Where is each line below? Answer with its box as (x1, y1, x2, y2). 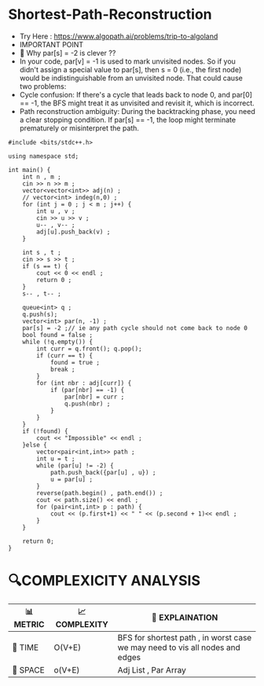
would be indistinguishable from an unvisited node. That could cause (19, 73, 244, 83)
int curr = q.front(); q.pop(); (36, 344, 143, 353)
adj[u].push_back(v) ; (36, 228, 111, 236)
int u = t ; (36, 454, 76, 463)
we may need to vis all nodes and (117, 642, 241, 653)
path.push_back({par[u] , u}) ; (49, 468, 156, 476)
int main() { (8, 166, 51, 174)
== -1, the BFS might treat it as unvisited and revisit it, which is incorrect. (19, 98, 255, 108)
